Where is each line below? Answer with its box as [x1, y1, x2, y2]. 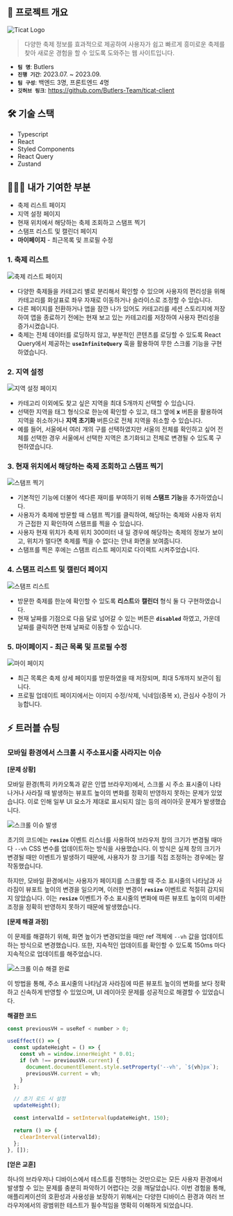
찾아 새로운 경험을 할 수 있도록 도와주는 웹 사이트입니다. [24, 48, 175, 57]
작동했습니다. [7, 862, 43, 870]
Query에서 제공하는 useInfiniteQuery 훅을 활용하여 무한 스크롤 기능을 [17, 339, 210, 347]
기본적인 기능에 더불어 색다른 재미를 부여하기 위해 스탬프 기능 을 [17, 493, 188, 502]
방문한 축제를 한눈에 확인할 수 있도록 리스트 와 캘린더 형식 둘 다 [17, 597, 186, 605]
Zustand [17, 159, 42, 168]
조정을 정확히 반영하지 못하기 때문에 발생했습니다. [7, 902, 141, 910]
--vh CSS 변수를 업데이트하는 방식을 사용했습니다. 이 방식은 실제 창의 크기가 [14, 844, 221, 853]
